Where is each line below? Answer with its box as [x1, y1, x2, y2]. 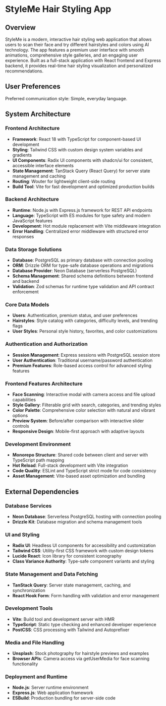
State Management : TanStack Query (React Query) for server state [12, 168, 150, 174]
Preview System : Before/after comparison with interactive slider [12, 418, 144, 424]
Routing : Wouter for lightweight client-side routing [12, 178, 115, 184]
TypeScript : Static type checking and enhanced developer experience [12, 621, 157, 627]
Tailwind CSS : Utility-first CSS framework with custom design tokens [12, 548, 154, 554]
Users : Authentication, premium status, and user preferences [12, 313, 138, 319]
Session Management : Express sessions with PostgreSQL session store [12, 352, 160, 358]
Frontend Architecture [5, 125, 60, 132]
